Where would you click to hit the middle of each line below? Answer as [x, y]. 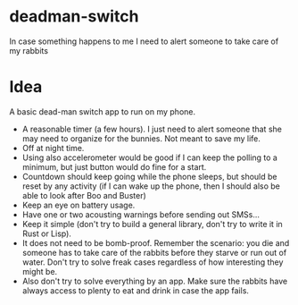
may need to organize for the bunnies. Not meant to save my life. [141, 138]
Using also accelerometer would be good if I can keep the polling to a [150, 157]
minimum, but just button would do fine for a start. [114, 166]
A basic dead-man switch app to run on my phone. [103, 111]
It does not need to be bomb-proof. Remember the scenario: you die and [156, 242]
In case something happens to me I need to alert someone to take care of [144, 41]
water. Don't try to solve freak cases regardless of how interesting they [153, 262]
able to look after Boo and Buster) [84, 195]
